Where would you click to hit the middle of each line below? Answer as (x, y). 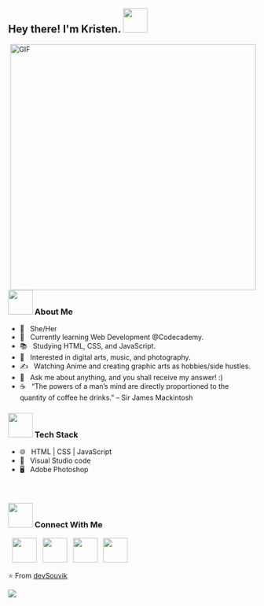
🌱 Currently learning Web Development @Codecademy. (112, 337)
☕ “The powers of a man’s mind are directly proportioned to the (124, 386)
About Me (53, 312)
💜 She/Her (38, 329)
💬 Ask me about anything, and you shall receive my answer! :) (121, 378)
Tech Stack (56, 435)
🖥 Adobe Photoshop (54, 470)
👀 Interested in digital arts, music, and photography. (105, 357)
